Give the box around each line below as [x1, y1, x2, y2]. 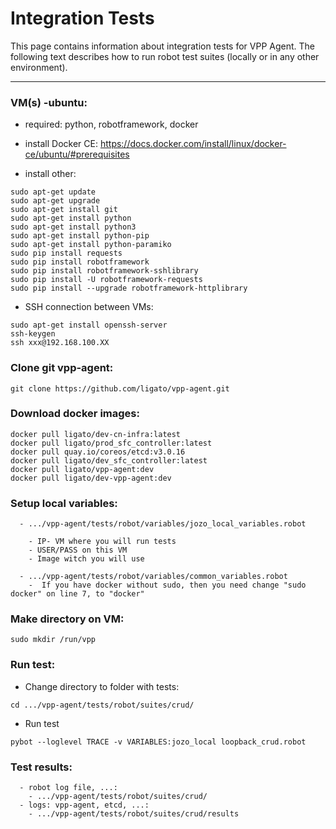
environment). [10, 61, 68, 73]
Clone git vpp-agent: [10, 361, 114, 375]
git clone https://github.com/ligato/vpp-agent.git [10, 383, 230, 394]
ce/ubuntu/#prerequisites [24, 148, 130, 161]
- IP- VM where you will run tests [28, 537, 177, 547]
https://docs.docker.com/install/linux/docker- [99, 138, 287, 150]
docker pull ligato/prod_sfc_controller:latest [10, 438, 213, 448]
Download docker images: [10, 407, 140, 421]
